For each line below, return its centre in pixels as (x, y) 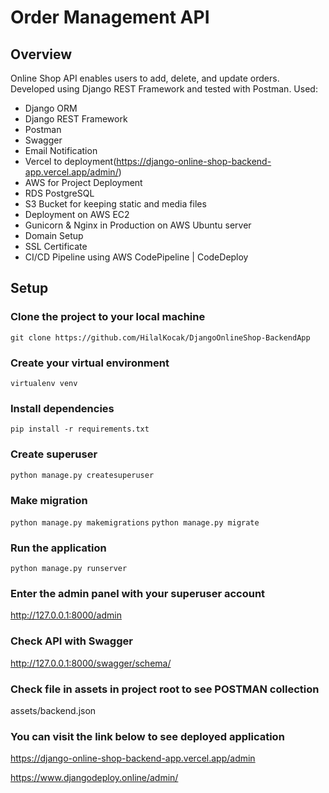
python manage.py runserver (69, 569)
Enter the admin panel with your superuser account (138, 594)
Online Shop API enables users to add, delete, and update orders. (145, 78)
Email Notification (61, 150)
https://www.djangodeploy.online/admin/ (94, 778)
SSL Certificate (56, 246)
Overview (41, 54)
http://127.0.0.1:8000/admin (66, 615)
